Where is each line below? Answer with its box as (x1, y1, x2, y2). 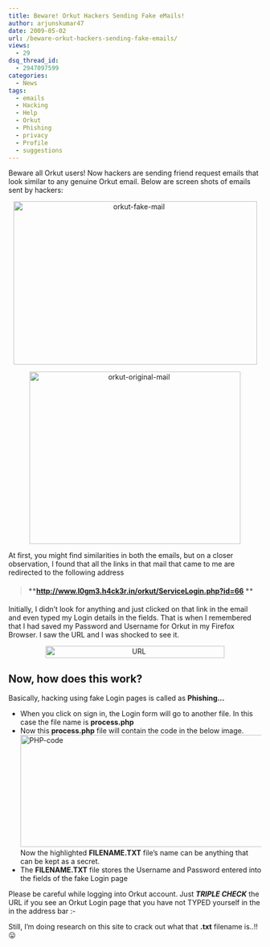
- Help (15, 109, 38, 117)
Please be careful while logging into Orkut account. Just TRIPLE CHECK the (8, 889, 260, 899)
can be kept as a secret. (19, 857, 100, 867)
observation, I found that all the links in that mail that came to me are (8, 560, 235, 569)
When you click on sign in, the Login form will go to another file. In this (19, 709, 253, 719)
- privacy (15, 131, 48, 139)
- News (15, 79, 38, 87)
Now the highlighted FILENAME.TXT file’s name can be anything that (19, 848, 249, 858)
